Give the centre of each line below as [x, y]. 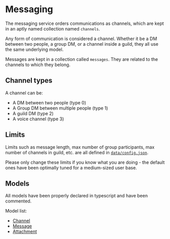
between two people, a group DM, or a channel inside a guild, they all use [82, 44]
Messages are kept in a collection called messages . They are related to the [82, 59]
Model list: [16, 211]
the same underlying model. [34, 49]
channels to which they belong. [38, 64]
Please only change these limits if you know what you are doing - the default [85, 162]
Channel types [29, 80]
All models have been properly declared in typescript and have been [77, 196]
